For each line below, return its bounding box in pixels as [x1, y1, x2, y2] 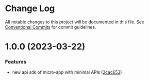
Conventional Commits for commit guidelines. [5, 24, 96, 30]
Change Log [5, 3, 55, 14]
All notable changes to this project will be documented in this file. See [5, 19, 145, 25]
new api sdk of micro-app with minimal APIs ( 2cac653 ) [12, 69, 122, 75]
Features [5, 59, 27, 65]
